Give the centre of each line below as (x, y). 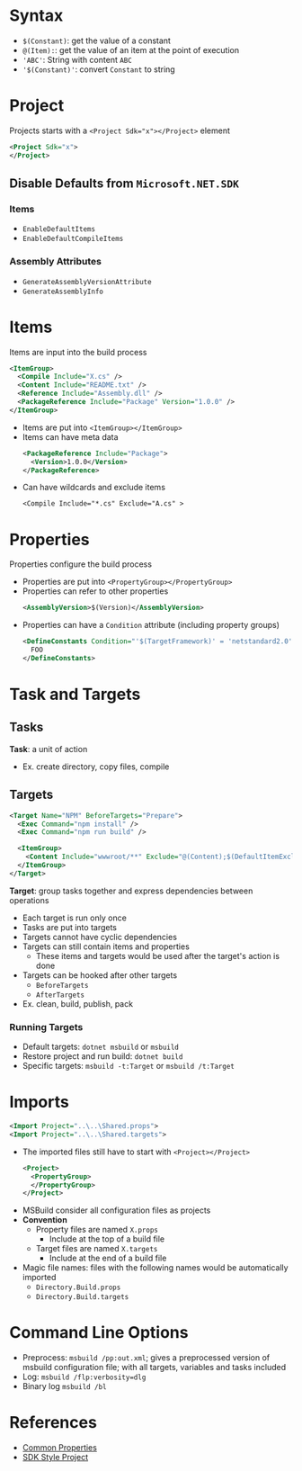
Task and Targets (75, 695)
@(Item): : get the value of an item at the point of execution (131, 49)
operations (29, 900)
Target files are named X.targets (97, 1249)
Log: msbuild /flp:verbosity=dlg (84, 1377)
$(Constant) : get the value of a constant (96, 40)
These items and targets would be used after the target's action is (158, 955)
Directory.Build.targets (82, 1297)
